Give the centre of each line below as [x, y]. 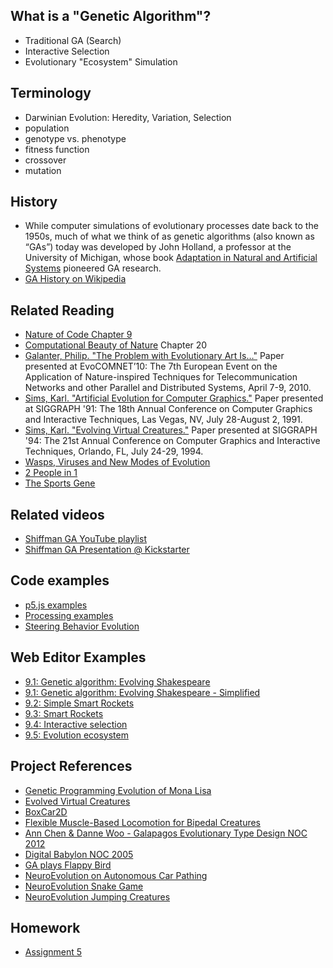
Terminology [51, 93]
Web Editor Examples [78, 657]
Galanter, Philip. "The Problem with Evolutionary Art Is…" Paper [154, 356]
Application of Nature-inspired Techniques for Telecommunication [161, 377]
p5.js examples [56, 605]
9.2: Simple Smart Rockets [79, 703]
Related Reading [62, 310]
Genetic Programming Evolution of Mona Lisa [118, 790]
